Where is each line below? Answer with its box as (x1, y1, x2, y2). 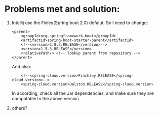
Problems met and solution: (4, 3, 120, 15)
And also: (11, 63, 32, 69)
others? (11, 105, 28, 111)
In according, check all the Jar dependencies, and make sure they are (11, 90, 154, 96)
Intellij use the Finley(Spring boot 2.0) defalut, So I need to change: (11, 20, 148, 26)
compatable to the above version (11, 95, 79, 101)
